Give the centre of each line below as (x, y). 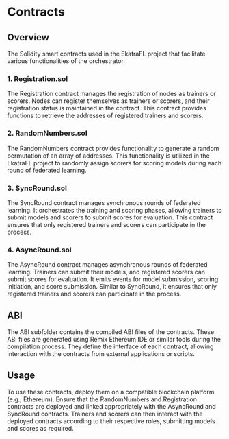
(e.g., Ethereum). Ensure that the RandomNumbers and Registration (102, 399)
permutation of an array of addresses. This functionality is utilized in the (108, 156)
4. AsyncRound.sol (39, 250)
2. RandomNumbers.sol (47, 133)
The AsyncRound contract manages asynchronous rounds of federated (107, 265)
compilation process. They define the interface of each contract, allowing (110, 346)
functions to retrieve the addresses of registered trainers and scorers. (105, 116)
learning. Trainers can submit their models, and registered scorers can (106, 272)
